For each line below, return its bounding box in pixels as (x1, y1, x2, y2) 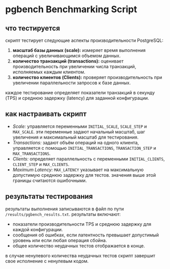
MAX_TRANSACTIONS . (12, 150, 51, 156)
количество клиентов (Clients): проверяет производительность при (12, 74, 162, 80)
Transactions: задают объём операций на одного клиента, (12, 139, 139, 146)
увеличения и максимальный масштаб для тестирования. (12, 134, 139, 140)
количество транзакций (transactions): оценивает (12, 58, 124, 64)
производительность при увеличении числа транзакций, (12, 64, 137, 69)
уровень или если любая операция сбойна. (12, 237, 108, 243)
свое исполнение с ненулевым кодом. (5, 258, 89, 264)
